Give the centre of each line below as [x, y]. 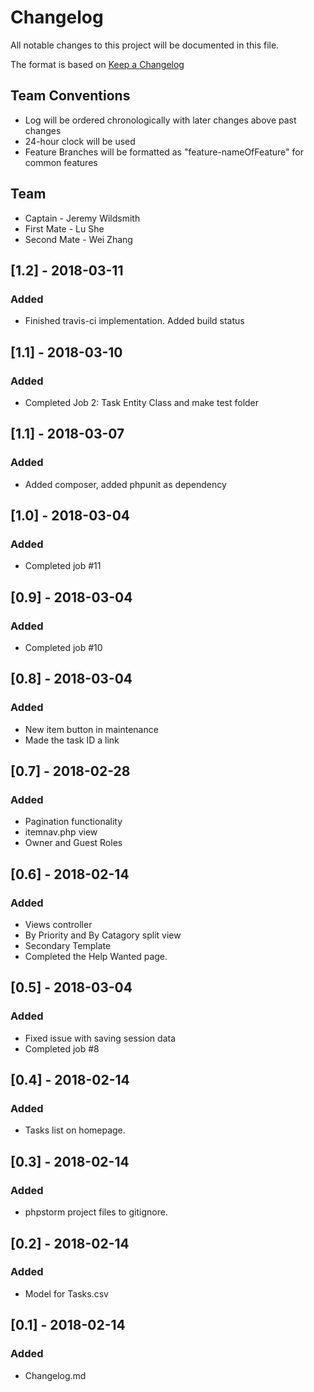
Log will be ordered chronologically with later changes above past [160, 120]
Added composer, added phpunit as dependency [125, 484]
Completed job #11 [63, 566]
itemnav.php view [61, 832]
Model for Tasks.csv [66, 1293]
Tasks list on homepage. [75, 1130]
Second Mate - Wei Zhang [78, 239]
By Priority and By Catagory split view [103, 935]
